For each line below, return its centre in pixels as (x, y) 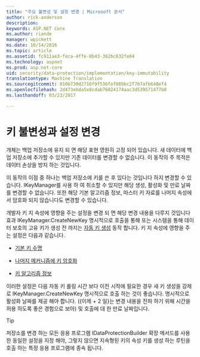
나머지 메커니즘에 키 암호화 (46, 261)
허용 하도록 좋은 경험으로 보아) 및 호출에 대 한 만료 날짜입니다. (78, 308)
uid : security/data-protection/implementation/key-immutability (88, 73)
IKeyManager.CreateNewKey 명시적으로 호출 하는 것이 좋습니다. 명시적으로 (101, 294)
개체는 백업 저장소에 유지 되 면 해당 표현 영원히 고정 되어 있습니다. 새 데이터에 (96, 150)
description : (22, 23)
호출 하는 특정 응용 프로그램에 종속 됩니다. (55, 347)
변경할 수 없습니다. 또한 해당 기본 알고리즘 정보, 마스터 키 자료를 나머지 (94, 192)
